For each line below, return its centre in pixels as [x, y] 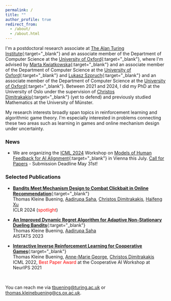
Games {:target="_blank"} [40, 251]
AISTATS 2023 [28, 236]
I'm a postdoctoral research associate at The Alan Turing [65, 48]
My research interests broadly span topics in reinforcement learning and [81, 112]
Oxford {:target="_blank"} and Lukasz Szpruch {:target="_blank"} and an [81, 75]
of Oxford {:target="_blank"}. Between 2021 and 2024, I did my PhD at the [82, 86]
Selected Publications [33, 177]
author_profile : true [28, 19]
